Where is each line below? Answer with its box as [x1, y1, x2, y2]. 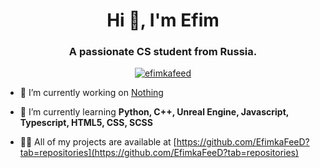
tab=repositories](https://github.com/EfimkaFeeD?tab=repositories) [19, 147, 300, 159]
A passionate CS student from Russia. [68, 45, 258, 59]
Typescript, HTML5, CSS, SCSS [19, 117, 153, 129]
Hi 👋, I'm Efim [106, 9, 220, 32]
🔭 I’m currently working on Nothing [19, 87, 164, 99]
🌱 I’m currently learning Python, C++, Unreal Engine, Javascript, [19, 106, 290, 118]
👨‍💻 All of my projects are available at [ [19, 136, 177, 148]
